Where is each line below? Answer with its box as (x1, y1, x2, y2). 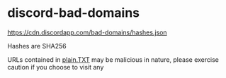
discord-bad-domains (7, 5, 140, 21)
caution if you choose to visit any (7, 63, 104, 71)
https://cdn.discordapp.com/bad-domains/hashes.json (7, 28, 168, 37)
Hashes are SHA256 (7, 41, 67, 50)
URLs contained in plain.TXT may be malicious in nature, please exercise (7, 55, 220, 64)
